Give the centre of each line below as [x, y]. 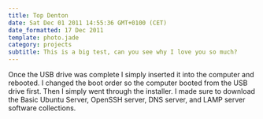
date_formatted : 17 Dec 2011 [56, 30]
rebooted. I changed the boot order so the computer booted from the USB [128, 83]
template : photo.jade [44, 37]
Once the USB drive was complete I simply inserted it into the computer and [131, 74]
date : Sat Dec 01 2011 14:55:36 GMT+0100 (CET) [88, 23]
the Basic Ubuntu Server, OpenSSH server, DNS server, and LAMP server [127, 100]
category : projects [40, 45]
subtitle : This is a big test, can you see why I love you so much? [123, 52]
